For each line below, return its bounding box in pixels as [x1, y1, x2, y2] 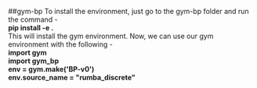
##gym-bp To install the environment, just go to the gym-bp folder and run [8, 7, 249, 16]
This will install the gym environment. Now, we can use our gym [8, 31, 214, 40]
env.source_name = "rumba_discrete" [8, 73, 136, 82]
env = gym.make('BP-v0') [8, 65, 95, 73]
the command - [8, 15, 58, 24]
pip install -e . [8, 23, 54, 32]
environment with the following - [8, 40, 114, 49]
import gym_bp [8, 56, 60, 65]
